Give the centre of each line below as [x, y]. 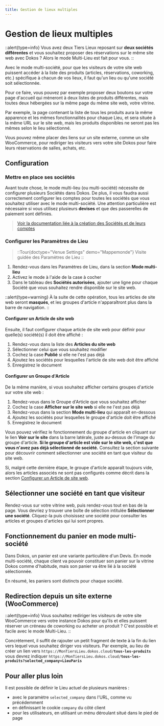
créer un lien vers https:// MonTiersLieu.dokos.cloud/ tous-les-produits [78, 651]
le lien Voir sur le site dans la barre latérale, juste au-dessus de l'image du [80, 437]
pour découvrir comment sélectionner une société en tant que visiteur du [79, 453]
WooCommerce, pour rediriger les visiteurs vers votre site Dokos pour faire [81, 143]
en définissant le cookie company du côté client [59, 708]
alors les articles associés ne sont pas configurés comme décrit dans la [77, 473]
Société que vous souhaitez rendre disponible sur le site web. [74, 288]
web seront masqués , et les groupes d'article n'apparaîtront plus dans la [79, 302]
